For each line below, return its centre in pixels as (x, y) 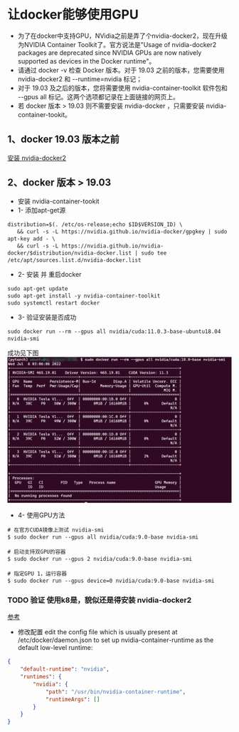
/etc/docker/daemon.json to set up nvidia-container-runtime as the (116, 640)
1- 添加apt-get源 (42, 210)
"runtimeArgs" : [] (73, 699)
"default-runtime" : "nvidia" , (65, 669)
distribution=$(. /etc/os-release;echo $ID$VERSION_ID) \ (95, 224)
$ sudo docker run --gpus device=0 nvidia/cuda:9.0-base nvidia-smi (111, 581)
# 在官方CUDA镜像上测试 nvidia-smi (56, 530)
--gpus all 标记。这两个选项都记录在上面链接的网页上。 (99, 96)
